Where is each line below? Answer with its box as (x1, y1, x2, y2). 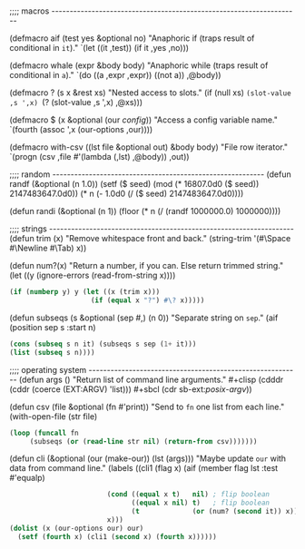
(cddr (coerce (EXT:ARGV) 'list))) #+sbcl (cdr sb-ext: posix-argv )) (9, 383, 252, 395)
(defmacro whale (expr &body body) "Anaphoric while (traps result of (9, 60, 269, 71)
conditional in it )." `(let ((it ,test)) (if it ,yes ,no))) (9, 43, 189, 54)
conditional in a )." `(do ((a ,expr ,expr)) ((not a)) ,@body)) (9, 70, 221, 81)
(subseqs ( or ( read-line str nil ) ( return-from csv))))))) (29, 436, 258, 446)
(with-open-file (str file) (9, 410, 98, 422)
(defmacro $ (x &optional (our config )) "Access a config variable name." (9, 114, 279, 125)
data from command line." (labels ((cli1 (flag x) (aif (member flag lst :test (9, 463, 279, 474)
